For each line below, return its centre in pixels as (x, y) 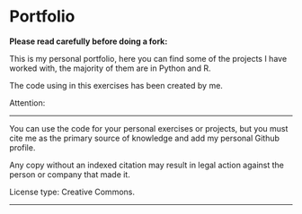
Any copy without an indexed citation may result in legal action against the (147, 165)
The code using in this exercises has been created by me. (116, 85)
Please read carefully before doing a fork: (89, 41)
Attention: (27, 103)
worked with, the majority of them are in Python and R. (110, 68)
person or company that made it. (70, 174)
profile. (22, 147)
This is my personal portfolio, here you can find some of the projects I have (148, 58)
